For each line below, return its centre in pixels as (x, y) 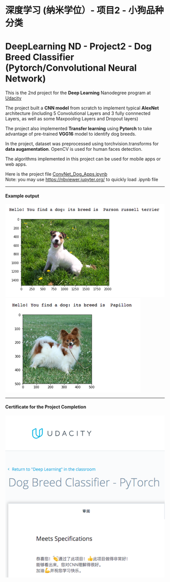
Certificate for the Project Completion (46, 407)
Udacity (13, 98)
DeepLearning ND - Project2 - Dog (78, 47)
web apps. (16, 164)
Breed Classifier (40, 57)
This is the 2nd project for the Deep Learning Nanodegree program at (78, 93)
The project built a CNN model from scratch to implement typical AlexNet (82, 108)
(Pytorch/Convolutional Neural (71, 68)
